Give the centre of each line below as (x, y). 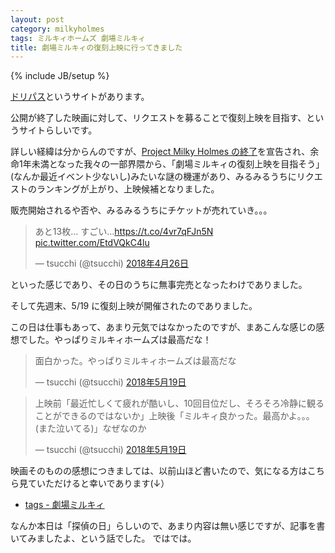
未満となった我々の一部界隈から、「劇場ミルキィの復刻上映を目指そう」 (178, 164)
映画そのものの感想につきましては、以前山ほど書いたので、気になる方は (159, 471)
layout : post (37, 19)
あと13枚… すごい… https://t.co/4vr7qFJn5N (124, 232)
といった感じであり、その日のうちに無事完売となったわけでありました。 (159, 285)
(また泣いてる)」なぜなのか (90, 428)
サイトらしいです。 (58, 130)
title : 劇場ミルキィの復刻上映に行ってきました (96, 47)
